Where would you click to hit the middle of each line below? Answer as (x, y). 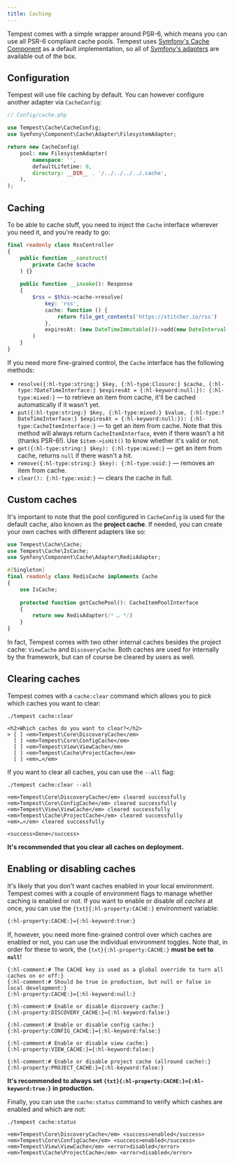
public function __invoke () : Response (76, 284)
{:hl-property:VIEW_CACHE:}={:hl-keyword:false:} (81, 1049)
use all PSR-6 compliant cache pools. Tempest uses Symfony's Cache (108, 41)
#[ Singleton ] (26, 570)
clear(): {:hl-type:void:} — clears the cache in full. (95, 478)
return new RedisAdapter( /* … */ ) (83, 616)
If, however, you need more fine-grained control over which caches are (109, 934)
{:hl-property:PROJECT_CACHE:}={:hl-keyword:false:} (86, 1068)
